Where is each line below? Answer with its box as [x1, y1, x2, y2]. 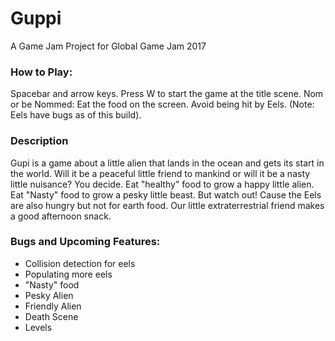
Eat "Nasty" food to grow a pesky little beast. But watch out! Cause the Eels [10, 188, 322, 201]
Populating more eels [24, 268, 113, 280]
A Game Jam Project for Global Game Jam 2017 [10, 40, 207, 52]
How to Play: [10, 65, 73, 79]
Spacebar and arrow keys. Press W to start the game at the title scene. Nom [10, 88, 324, 100]
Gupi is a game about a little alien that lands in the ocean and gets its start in [10, 157, 325, 169]
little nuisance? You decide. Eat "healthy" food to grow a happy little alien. [10, 178, 315, 190]
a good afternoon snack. [10, 210, 112, 222]
